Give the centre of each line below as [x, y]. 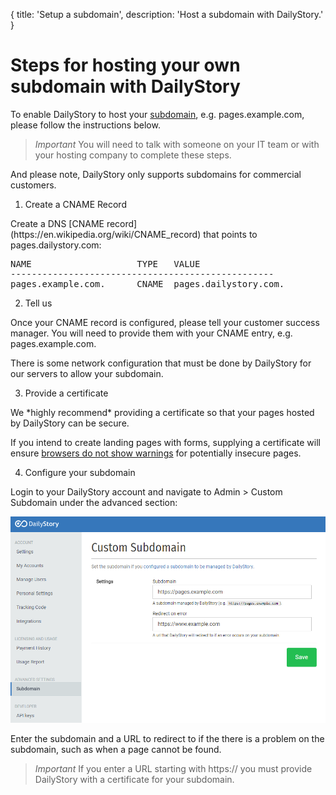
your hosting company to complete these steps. [133, 155]
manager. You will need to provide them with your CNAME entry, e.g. [151, 333]
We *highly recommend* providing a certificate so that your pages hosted [162, 412]
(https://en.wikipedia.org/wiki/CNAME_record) [106, 234]
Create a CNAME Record [75, 204]
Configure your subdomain [80, 472]
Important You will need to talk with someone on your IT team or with [177, 144]
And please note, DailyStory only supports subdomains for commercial [156, 174]
